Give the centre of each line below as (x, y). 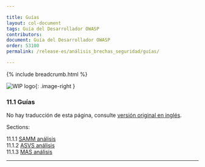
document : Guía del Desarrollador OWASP (59, 40)
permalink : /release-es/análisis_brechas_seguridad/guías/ (83, 52)
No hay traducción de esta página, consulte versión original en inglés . (94, 115)
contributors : (24, 34)
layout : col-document (34, 23)
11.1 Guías (21, 102)
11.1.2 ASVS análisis (31, 146)
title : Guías (23, 17)
